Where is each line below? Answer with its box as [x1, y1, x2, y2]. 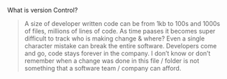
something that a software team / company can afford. [24, 64, 182, 72]
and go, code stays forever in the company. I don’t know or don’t [24, 49, 211, 57]
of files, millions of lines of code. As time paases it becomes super [24, 27, 216, 35]
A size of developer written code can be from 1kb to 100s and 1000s [24, 20, 221, 27]
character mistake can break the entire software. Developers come [24, 42, 217, 50]
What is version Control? [7, 6, 78, 14]
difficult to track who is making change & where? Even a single [24, 34, 205, 43]
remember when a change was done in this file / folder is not [24, 57, 200, 65]
